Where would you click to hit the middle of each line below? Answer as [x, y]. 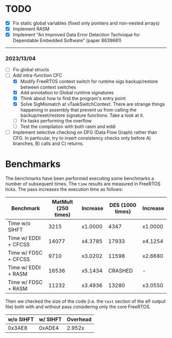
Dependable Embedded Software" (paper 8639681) [67, 40]
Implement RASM [31, 29]
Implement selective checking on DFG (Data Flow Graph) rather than [85, 132]
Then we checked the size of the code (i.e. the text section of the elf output [85, 301]
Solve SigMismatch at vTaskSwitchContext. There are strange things [93, 104]
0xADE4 [49, 328]
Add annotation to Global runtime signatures [67, 92]
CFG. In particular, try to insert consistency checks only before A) [82, 138]
